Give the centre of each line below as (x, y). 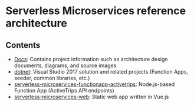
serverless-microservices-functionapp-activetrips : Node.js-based (94, 84)
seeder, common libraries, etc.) (52, 78)
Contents (23, 45)
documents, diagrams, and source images (65, 65)
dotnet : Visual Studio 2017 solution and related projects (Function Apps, (101, 72)
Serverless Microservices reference (96, 11)
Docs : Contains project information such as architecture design (91, 59)
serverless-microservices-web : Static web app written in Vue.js (91, 97)
